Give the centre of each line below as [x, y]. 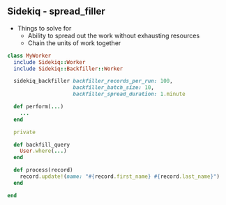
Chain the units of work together [74, 43]
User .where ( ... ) [44, 151]
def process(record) [43, 170]
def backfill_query [42, 145]
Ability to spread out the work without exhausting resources [114, 35]
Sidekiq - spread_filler [56, 11]
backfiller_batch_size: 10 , [114, 88]
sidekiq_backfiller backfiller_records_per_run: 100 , [93, 81]
